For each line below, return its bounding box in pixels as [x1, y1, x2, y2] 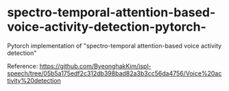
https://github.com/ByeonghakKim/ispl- [39, 62, 152, 70]
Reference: [7, 62, 38, 70]
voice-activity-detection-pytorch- [7, 19, 207, 35]
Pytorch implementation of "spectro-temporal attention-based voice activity [7, 41, 221, 50]
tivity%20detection [7, 76, 62, 84]
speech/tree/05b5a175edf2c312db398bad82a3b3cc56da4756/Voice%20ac [7, 69, 222, 77]
